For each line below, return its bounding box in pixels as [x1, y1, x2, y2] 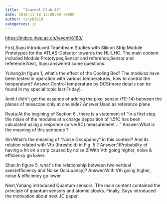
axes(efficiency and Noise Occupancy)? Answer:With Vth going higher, [5, 167, 151, 173]
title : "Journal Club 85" [5, 7, 61, 12]
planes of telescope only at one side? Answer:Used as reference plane [5, 101, 151, 107]
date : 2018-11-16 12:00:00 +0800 [5, 12, 75, 17]
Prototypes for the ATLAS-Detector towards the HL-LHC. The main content [5, 50, 159, 56]
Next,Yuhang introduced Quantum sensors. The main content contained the [5, 182, 161, 188]
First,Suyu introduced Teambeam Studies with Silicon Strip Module [5, 44, 143, 50]
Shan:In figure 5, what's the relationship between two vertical [5, 162, 131, 168]
